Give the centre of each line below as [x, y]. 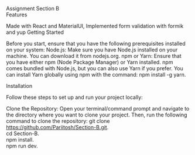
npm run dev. [22, 146]
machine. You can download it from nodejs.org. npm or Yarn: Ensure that [94, 56]
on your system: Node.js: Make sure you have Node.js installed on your [92, 50]
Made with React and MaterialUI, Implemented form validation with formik [95, 26]
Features [17, 15]
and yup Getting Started [35, 32]
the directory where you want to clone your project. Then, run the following [97, 115]
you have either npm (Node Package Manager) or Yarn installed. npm [90, 62]
